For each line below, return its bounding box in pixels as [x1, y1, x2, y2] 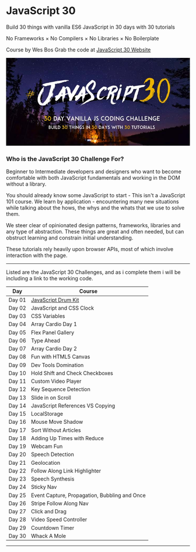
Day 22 [8, 467, 26, 474]
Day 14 [8, 402, 26, 409]
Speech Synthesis [31, 475, 75, 482]
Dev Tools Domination [31, 361, 84, 368]
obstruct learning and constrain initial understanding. [6, 234, 134, 241]
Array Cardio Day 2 [31, 345, 77, 352]
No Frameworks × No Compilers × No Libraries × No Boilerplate [6, 35, 159, 42]
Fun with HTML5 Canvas [31, 353, 90, 361]
